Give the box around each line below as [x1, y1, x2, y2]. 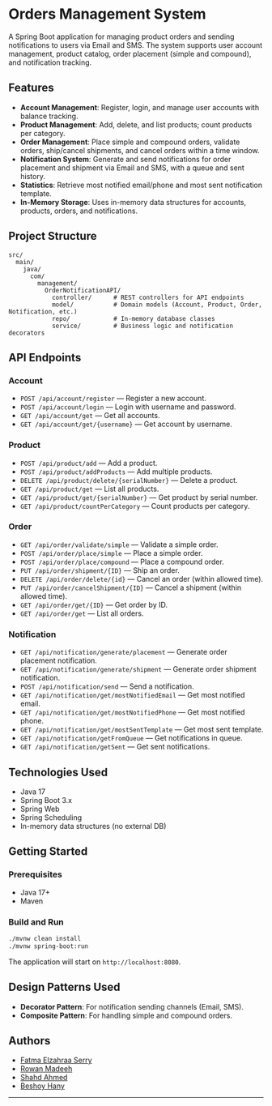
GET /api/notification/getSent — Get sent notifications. [19, 742, 210, 752]
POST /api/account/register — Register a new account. [19, 394, 206, 404]
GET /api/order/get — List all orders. [19, 609, 144, 618]
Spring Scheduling [19, 812, 83, 822]
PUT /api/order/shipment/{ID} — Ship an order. [19, 565, 180, 575]
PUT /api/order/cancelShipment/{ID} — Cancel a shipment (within [19, 583, 242, 592]
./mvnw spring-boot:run [8, 942, 89, 950]
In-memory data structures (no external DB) [19, 821, 167, 831]
